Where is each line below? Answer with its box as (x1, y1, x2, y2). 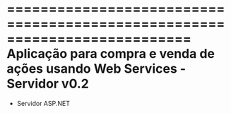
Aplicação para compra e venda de (6, 46, 215, 62)
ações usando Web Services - (6, 61, 186, 77)
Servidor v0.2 (6, 76, 89, 92)
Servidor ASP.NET (16, 99, 71, 107)
